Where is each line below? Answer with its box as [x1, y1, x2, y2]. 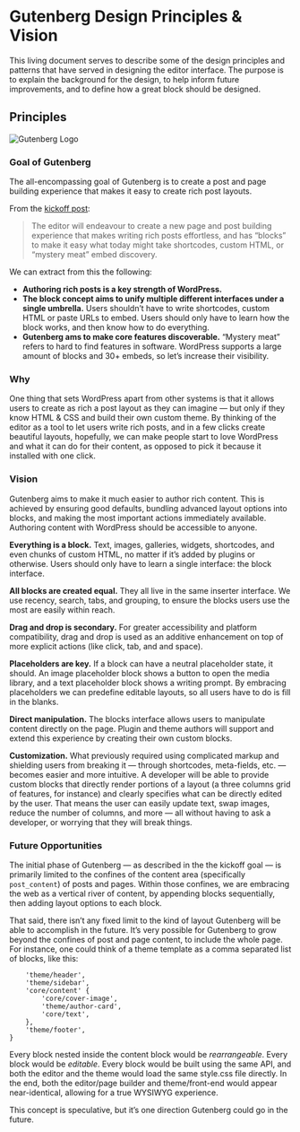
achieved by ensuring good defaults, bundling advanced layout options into [9, 502, 288, 513]
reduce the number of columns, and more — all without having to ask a [9, 807, 271, 818]
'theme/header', [25, 971, 87, 980]
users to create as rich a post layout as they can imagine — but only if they [9, 403, 285, 414]
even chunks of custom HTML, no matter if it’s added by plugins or [9, 549, 255, 560]
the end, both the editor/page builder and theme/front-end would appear [9, 1077, 278, 1088]
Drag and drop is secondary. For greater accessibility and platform [9, 622, 257, 632]
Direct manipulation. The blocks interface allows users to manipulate [9, 713, 266, 724]
